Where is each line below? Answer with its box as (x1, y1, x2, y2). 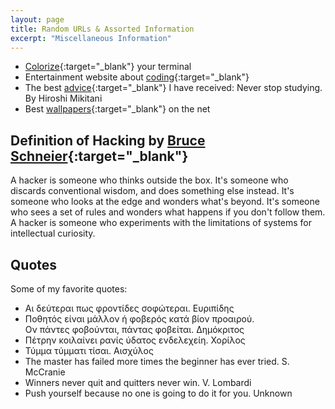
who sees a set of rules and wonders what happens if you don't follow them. (10, 206, 326, 218)
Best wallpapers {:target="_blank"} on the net (24, 103, 211, 115)
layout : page (10, 14, 65, 25)
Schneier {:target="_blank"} (10, 147, 189, 165)
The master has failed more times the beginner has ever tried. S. (24, 356, 290, 367)
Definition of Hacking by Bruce (10, 132, 206, 149)
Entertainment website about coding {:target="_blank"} (24, 71, 250, 83)
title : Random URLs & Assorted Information (10, 24, 195, 34)
